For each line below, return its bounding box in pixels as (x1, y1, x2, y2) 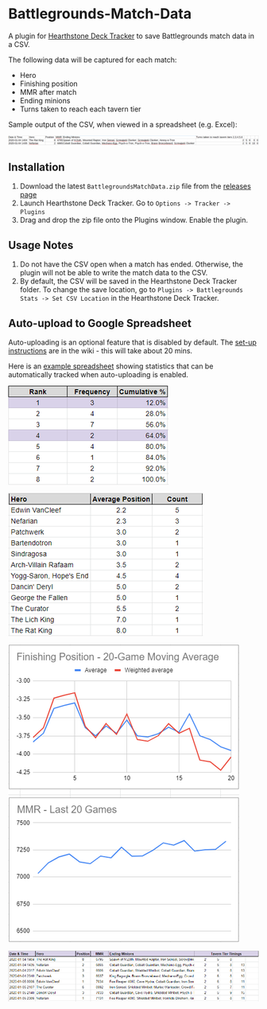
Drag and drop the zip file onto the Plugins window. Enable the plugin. (19, 216, 249, 225)
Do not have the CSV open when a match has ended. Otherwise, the (19, 259, 244, 269)
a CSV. (8, 39, 30, 49)
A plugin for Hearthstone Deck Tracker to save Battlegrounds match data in (8, 31, 254, 41)
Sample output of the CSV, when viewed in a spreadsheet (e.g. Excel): (8, 119, 238, 129)
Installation (8, 161, 65, 174)
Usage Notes (8, 238, 74, 251)
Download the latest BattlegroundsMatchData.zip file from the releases (19, 181, 252, 191)
